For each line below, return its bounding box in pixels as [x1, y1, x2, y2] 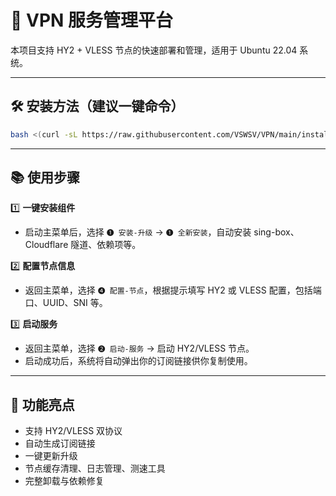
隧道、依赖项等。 [70, 239, 142, 251]
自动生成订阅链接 [24, 437, 96, 450]
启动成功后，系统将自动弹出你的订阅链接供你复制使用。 [24, 355, 253, 367]
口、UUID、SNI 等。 [24, 297, 108, 309]
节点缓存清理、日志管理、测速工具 [24, 462, 166, 475]
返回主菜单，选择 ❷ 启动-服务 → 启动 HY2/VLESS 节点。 [24, 342, 255, 355]
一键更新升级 [24, 450, 78, 462]
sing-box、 [253, 226, 300, 238]
